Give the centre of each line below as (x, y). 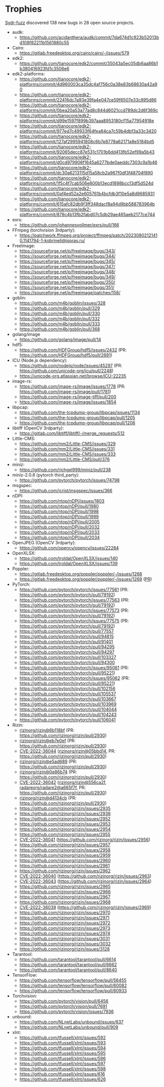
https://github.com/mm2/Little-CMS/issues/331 (67, 449)
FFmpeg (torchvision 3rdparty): (44, 230)
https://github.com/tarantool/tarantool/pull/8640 (68, 970)
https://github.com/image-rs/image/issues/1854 (68, 402)
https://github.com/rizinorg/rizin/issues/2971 (64, 917)
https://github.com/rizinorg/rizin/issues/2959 (65, 855)
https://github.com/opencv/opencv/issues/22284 (69, 548)
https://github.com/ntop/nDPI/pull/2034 (60, 537)
